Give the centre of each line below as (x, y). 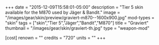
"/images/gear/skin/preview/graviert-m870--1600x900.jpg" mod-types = (80, 18)
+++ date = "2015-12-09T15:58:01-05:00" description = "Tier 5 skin (74, 7)
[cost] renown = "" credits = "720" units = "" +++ (55, 38)
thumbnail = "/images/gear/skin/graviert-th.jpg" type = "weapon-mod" (77, 28)
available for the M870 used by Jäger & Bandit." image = (63, 12)
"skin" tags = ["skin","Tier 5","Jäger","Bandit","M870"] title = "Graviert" (77, 23)
